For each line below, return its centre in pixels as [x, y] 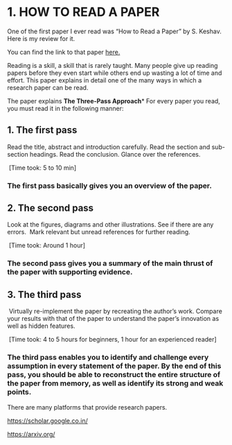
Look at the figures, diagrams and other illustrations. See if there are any [110, 225]
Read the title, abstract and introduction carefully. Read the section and [109, 147]
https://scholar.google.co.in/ [47, 421]
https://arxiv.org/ [31, 434]
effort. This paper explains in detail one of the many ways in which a [105, 80]
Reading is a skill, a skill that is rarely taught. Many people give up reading [113, 65]
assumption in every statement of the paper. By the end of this [114, 366]
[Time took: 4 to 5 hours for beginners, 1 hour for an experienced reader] [113, 340]
